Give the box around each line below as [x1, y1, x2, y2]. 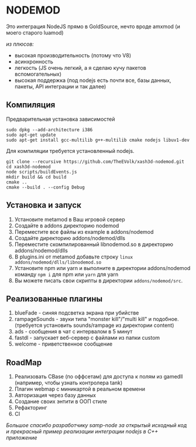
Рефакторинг [14, 404, 47, 411]
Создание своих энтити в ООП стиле [14, 398, 107, 405]
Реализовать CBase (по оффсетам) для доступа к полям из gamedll [14, 373, 183, 380]
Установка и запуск [6, 200, 82, 210]
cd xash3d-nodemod [6, 163, 51, 170]
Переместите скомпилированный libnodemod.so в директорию [14, 241, 174, 248]
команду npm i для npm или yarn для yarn [14, 271, 119, 278]
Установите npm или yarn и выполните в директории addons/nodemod [14, 264, 191, 271]
